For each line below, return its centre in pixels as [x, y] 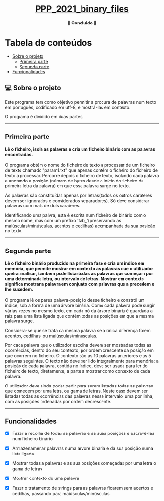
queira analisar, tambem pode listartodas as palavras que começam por [79, 274]
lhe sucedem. [19, 289]
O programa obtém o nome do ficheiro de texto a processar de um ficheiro [80, 165]
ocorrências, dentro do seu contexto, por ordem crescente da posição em [79, 350]
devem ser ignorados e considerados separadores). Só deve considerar [77, 201]
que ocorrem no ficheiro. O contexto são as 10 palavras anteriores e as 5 [78, 355]
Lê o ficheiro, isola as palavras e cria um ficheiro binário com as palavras [80, 149]
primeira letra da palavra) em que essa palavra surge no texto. [68, 186]
